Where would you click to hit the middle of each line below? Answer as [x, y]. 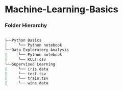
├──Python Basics [23, 40]
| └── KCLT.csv [26, 59]
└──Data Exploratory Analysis [37, 50]
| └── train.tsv [27, 78]
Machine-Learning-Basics [61, 9]
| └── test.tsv [26, 74]
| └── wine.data [27, 83]
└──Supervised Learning [30, 64]
